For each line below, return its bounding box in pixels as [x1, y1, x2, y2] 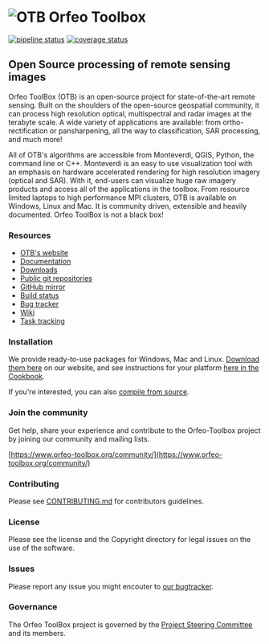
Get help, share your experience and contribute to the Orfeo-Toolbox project [8, 426, 261, 435]
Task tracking [19, 316, 66, 326]
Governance [8, 601, 58, 613]
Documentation [19, 257, 71, 267]
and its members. [8, 628, 66, 638]
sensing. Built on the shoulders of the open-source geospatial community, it [8, 100, 259, 110]
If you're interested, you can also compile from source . [8, 387, 190, 397]
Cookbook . [8, 372, 45, 381]
